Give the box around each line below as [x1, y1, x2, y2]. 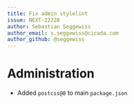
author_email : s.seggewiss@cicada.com [7, 29, 119, 37]
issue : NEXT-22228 [7, 17, 60, 24]
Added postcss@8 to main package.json [17, 89, 128, 97]
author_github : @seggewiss [7, 36, 85, 43]
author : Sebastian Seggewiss [7, 23, 91, 30]
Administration [7, 66, 95, 82]
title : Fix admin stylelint [7, 10, 88, 17]
